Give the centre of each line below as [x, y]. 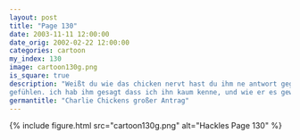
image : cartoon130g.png [54, 68]
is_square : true [39, 76]
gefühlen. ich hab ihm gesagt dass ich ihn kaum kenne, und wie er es [143, 92]
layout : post [33, 17]
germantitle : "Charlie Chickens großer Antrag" [100, 100]
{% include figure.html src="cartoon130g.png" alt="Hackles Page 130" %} [146, 126]
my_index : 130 [36, 59]
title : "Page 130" [43, 26]
